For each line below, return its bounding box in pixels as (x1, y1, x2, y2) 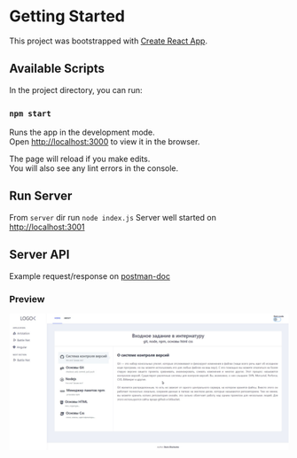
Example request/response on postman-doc (9, 270, 171, 281)
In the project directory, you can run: (9, 84, 143, 95)
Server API (9, 247, 70, 262)
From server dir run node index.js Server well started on (9, 212, 217, 222)
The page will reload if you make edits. (9, 153, 151, 165)
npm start (9, 108, 51, 119)
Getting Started (9, 6, 126, 27)
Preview (9, 292, 45, 305)
